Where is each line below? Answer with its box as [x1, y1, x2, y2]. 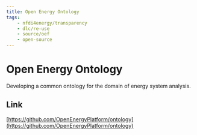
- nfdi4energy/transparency [17, 20, 87, 26]
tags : [6, 14, 20, 20]
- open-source [17, 37, 52, 43]
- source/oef [17, 31, 50, 37]
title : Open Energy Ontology [6, 8, 80, 15]
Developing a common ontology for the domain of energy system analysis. [6, 82, 191, 89]
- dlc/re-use [17, 25, 50, 32]
